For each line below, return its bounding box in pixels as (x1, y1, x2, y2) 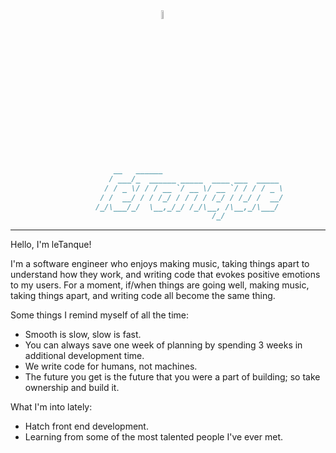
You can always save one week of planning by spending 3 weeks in (24, 339, 303, 351)
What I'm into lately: (10, 401, 93, 413)
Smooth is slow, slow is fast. (24, 329, 142, 341)
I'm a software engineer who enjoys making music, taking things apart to (10, 258, 310, 270)
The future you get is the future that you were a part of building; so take (24, 371, 321, 383)
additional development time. (24, 350, 145, 362)
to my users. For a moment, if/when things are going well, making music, (10, 279, 310, 291)
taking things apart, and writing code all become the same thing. (10, 290, 276, 302)
